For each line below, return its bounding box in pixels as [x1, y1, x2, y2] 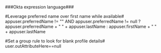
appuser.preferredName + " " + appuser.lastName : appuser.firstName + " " [5, 24, 157, 29]
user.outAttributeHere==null [5, 43, 61, 49]
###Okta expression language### [5, 4, 74, 10]
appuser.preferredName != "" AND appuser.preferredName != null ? [5, 19, 141, 24]
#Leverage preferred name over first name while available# [5, 13, 124, 19]
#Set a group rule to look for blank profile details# [5, 38, 105, 44]
